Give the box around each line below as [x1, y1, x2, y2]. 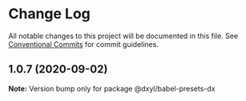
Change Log [8, 5, 91, 23]
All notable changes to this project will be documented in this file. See [8, 31, 239, 41]
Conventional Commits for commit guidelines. [8, 39, 159, 49]
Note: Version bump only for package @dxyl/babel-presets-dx [8, 84, 216, 93]
